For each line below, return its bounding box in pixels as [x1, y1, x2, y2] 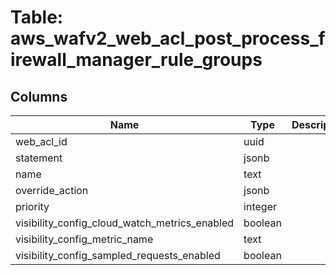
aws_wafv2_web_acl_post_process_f [10, 27, 326, 50]
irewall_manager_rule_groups [10, 49, 263, 71]
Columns [10, 88, 68, 105]
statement [15, 151, 63, 165]
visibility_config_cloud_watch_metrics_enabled [15, 216, 235, 230]
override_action [15, 184, 89, 197]
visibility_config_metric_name [15, 232, 154, 246]
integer [243, 200, 278, 213]
